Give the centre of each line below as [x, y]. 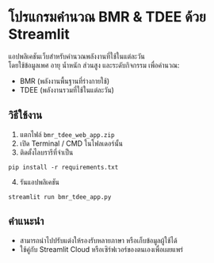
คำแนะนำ [26, 221]
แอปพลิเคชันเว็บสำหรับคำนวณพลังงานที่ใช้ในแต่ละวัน [76, 56]
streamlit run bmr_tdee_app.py [60, 197]
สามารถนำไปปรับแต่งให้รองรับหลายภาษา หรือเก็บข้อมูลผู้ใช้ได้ [98, 240]
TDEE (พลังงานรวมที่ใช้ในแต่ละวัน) [67, 90]
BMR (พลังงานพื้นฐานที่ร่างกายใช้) [65, 81]
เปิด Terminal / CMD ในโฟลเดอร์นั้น [71, 143]
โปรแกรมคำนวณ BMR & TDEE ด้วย [107, 17]
